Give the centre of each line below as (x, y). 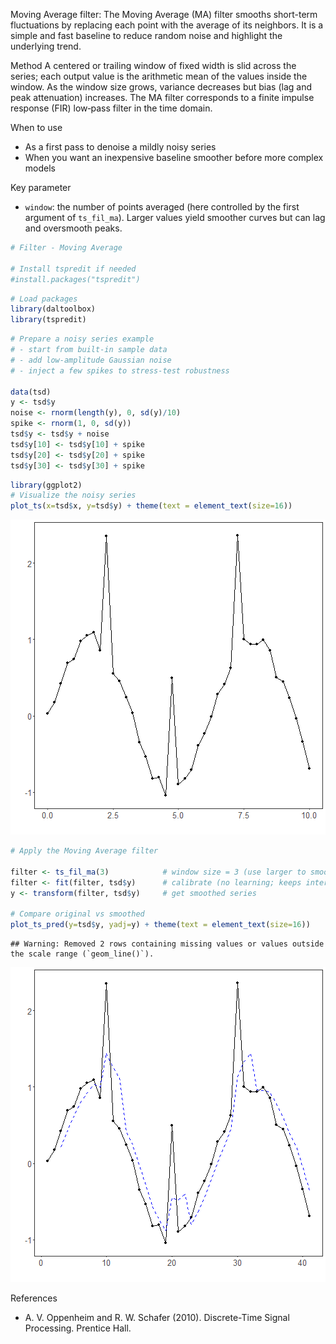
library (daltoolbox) (53, 309)
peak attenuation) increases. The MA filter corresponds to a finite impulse (162, 97)
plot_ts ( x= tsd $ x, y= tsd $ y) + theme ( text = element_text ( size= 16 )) (151, 506)
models (40, 168)
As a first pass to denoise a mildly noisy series (120, 147)
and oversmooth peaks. (73, 228)
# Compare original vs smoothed (77, 914)
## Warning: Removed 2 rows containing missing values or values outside (167, 944)
